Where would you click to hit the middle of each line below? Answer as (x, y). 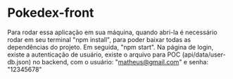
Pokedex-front (51, 13)
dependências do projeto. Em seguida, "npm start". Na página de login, (111, 47)
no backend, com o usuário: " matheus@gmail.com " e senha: (121, 62)
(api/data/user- (204, 55)
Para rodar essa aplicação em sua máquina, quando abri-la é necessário (112, 32)
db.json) (19, 62)
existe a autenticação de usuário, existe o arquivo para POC (94, 55)
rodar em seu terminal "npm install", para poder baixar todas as (99, 39)
